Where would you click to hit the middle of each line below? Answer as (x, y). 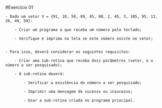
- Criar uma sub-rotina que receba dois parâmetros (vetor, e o (84, 61)
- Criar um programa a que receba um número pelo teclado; (78, 30)
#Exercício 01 (19, 7)
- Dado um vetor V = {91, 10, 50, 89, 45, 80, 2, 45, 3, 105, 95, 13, (82, 17)
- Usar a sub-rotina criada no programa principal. (79, 100)
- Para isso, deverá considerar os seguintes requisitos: (68, 52)
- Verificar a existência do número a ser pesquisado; (83, 83)
